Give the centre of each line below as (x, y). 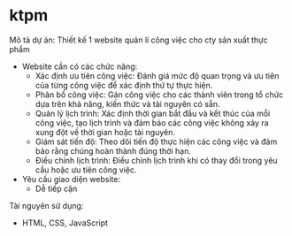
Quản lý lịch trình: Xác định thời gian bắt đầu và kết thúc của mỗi (153, 113)
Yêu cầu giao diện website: (71, 179)
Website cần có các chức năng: (80, 66)
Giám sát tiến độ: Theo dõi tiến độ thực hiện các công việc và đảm (156, 141)
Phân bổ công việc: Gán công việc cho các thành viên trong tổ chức (159, 95)
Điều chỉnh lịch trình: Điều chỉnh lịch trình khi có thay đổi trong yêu (156, 160)
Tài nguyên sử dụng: (46, 205)
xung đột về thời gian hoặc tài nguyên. (105, 132)
